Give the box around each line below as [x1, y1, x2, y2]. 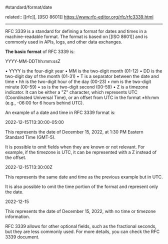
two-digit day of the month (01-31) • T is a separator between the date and [5, 73, 159, 79]
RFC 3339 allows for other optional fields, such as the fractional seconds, [5, 223, 156, 229]
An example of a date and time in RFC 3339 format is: [5, 109, 116, 115]
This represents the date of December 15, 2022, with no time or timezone [5, 208, 156, 214]
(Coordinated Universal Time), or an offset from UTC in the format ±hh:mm [5, 94, 159, 100]
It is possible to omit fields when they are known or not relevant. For [5, 144, 145, 149]
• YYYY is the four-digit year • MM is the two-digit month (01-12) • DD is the [5, 68, 162, 74]
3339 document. [5, 234, 40, 239]
